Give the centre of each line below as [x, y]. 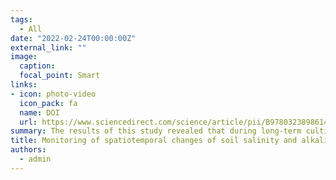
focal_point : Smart [60, 76]
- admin [35, 159]
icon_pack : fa [48, 103]
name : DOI [39, 112]
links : [24, 85]
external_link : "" [48, 47]
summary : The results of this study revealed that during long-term [156, 131]
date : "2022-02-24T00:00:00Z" [73, 38]
